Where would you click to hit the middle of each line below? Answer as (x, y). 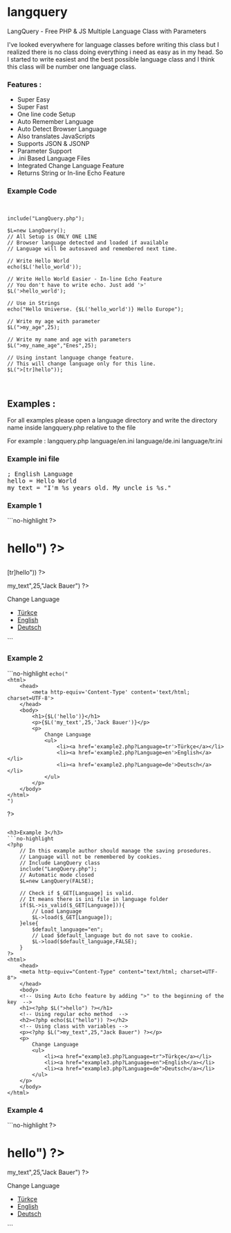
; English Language (40, 474)
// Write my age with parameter (54, 321)
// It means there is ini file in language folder (94, 899)
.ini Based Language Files (54, 158)
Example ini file (34, 459)
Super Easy (34, 100)
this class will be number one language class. (72, 66)
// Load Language (57, 911)
